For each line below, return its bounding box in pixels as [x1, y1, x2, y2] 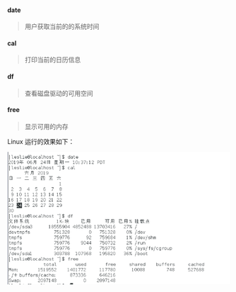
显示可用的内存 [24, 122, 69, 130]
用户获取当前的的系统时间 [24, 22, 100, 31]
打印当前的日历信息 [24, 55, 81, 64]
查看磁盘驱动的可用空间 [24, 89, 93, 97]
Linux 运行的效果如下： [7, 137, 75, 145]
